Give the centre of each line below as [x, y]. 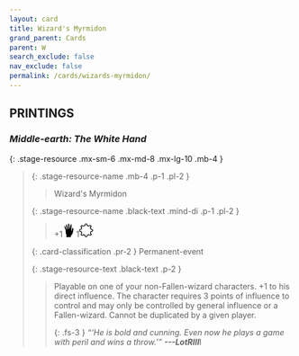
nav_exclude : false [46, 67]
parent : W [28, 48]
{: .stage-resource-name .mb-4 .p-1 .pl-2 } [110, 176]
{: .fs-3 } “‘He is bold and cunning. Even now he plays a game [169, 332]
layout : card [34, 19]
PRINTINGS [42, 114]
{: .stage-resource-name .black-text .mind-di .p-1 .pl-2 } [136, 210]
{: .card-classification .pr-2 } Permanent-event [118, 251]
